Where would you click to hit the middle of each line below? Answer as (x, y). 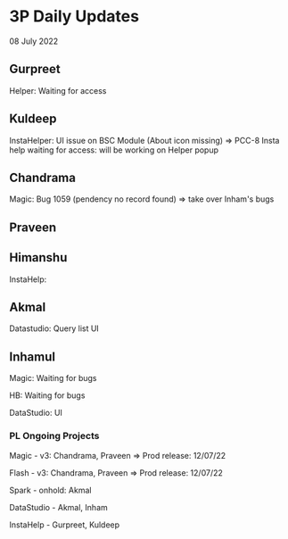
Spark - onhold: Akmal (50, 490)
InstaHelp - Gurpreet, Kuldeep (65, 525)
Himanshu (38, 257)
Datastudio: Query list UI (54, 328)
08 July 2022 (34, 41)
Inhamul (33, 357)
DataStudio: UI (36, 413)
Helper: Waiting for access (58, 90)
